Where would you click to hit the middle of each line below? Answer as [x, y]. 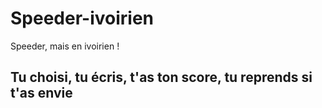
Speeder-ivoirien [82, 18]
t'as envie [41, 93]
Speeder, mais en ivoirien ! [65, 46]
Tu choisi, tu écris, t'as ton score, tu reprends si [161, 77]
